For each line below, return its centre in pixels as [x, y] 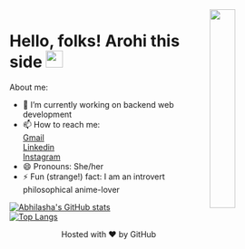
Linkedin [39, 147]
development [47, 114]
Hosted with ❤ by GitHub [109, 234]
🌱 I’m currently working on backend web [98, 104]
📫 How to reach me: [61, 124]
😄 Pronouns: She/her [63, 166]
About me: [29, 87]
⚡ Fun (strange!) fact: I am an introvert [93, 177]
